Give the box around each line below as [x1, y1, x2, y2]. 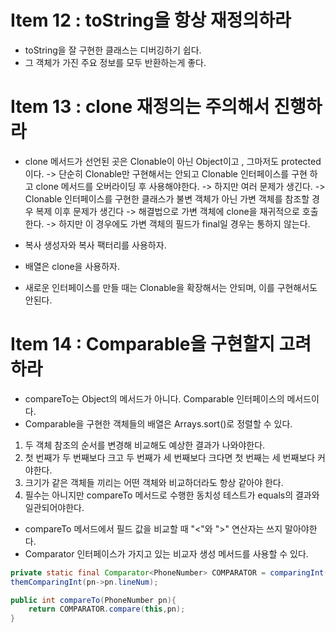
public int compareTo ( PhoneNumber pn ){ [10, 595, 177, 605]
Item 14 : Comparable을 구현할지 [10, 333, 275, 356]
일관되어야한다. [24, 501, 85, 513]
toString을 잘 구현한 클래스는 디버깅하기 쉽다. [24, 44, 202, 56]
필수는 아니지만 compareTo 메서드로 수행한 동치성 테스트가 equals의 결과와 [24, 489, 320, 501]
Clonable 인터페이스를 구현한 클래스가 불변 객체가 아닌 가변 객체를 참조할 [24, 192, 310, 205]
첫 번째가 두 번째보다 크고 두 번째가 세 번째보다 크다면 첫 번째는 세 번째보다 [24, 451, 316, 463]
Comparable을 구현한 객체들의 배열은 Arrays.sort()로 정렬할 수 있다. [24, 417, 293, 430]
